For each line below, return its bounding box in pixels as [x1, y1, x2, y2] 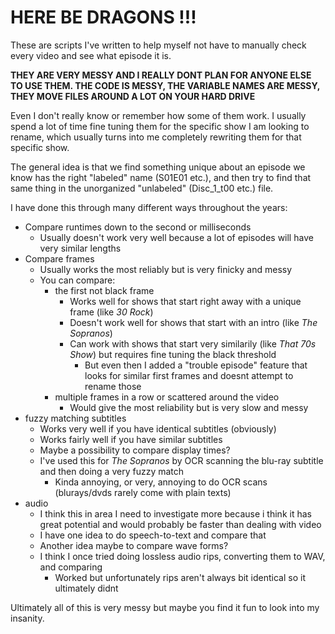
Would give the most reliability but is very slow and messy [69, 401, 309, 413]
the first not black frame [54, 284, 155, 296]
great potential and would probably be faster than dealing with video [39, 518, 322, 530]
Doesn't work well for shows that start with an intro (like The [69, 316, 318, 328]
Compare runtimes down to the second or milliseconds [24, 221, 252, 233]
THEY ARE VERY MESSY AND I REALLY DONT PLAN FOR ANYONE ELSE [10, 69, 312, 81]
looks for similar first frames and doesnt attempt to [84, 369, 294, 381]
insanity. [10, 612, 45, 624]
